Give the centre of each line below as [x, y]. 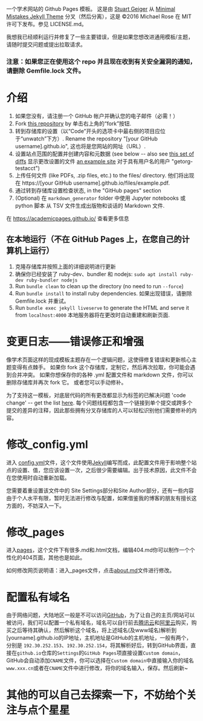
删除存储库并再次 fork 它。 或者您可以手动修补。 [66, 382]
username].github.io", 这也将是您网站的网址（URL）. [80, 146]
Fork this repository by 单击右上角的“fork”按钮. [73, 123]
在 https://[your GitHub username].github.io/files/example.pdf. [92, 183]
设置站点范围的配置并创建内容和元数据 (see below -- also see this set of [105, 154]
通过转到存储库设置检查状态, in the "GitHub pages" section [88, 190]
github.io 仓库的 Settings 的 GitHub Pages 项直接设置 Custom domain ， [100, 653]
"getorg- [182, 161]
